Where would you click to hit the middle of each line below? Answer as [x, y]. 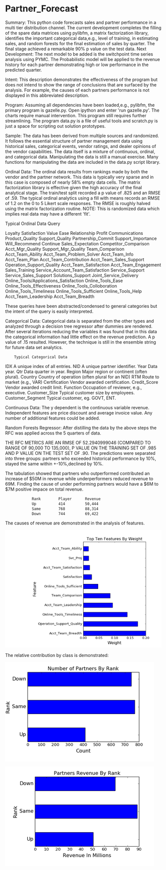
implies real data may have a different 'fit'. [48, 214]
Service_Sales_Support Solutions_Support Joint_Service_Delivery [72, 275]
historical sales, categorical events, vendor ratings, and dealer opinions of [81, 146]
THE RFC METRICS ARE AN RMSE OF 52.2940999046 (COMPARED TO [78, 442]
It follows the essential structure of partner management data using [74, 141]
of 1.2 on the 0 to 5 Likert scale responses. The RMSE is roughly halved [78, 203]
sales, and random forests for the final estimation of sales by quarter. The [80, 43]
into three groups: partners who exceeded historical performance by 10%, [81, 458]
